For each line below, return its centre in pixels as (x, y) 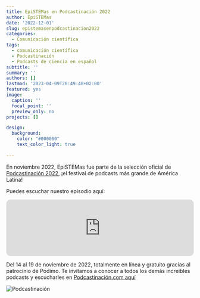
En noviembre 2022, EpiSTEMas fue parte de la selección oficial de (89, 167)
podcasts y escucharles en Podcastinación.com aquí (71, 277)
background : (26, 134)
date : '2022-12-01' (30, 23)
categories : (21, 34)
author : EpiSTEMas (29, 17)
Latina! (14, 179)
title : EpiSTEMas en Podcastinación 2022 (58, 12)
